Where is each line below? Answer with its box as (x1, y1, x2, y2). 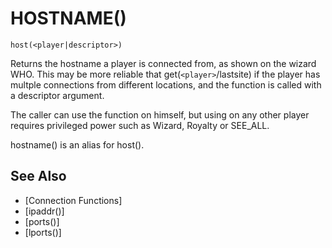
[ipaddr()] (24, 205, 65, 217)
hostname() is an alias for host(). (10, 138, 145, 151)
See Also (10, 168, 67, 185)
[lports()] (24, 226, 62, 238)
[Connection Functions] (24, 194, 123, 206)
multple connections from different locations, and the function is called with (10, 78, 322, 91)
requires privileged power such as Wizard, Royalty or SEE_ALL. (10, 119, 270, 131)
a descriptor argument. (10, 89, 105, 101)
